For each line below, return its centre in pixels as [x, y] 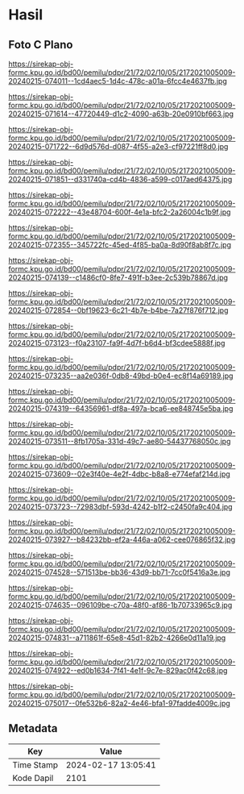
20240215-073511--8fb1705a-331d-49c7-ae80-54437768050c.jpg [120, 441]
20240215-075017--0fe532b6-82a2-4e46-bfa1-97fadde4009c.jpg [120, 703]
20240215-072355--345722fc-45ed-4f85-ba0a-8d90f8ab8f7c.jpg [120, 245]
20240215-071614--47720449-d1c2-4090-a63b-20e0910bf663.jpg [121, 114]
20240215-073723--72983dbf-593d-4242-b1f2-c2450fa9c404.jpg [120, 507]
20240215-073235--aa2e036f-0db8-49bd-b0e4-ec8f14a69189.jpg [121, 376]
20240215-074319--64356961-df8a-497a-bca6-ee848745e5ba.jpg [121, 408]
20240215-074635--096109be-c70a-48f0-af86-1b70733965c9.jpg [120, 605]
